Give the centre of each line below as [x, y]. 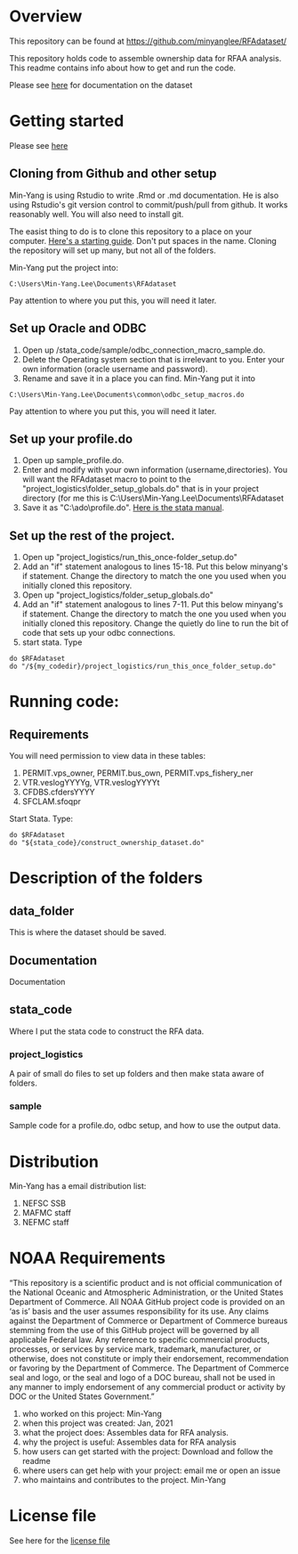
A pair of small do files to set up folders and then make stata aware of [137, 1074]
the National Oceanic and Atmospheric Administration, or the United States [146, 1292]
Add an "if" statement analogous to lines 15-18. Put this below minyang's [155, 566]
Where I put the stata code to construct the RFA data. [107, 1031]
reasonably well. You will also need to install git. [97, 214]
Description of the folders [106, 878]
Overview [46, 16]
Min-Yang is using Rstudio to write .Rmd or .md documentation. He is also [144, 195]
